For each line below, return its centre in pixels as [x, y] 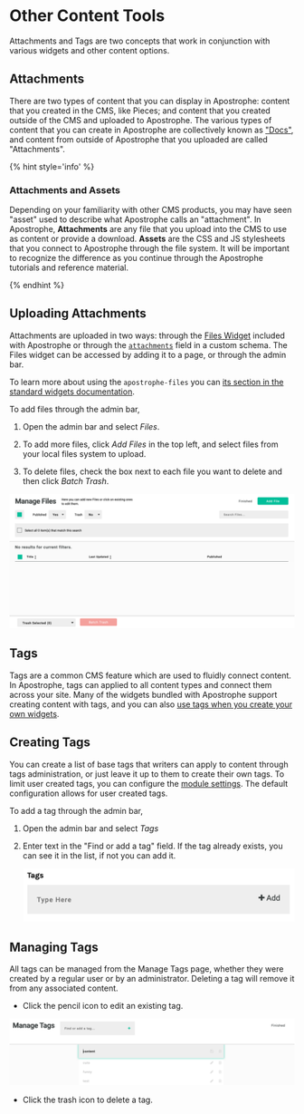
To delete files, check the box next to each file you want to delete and [152, 471]
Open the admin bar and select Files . [91, 426]
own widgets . [34, 713]
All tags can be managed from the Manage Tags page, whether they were [147, 969]
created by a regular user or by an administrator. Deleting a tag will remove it [152, 979]
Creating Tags [50, 743]
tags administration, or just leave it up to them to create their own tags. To [147, 774]
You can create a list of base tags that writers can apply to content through [149, 764]
